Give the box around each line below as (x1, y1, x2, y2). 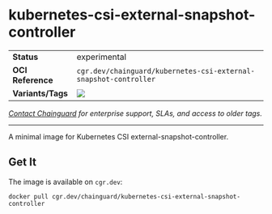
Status (12, 51, 39, 62)
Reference (12, 75, 53, 86)
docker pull (8, 192, 49, 200)
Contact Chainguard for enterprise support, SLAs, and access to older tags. (8, 108, 263, 118)
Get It (8, 156, 36, 169)
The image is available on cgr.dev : (8, 177, 123, 186)
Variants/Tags (12, 88, 69, 99)
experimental (76, 51, 127, 62)
